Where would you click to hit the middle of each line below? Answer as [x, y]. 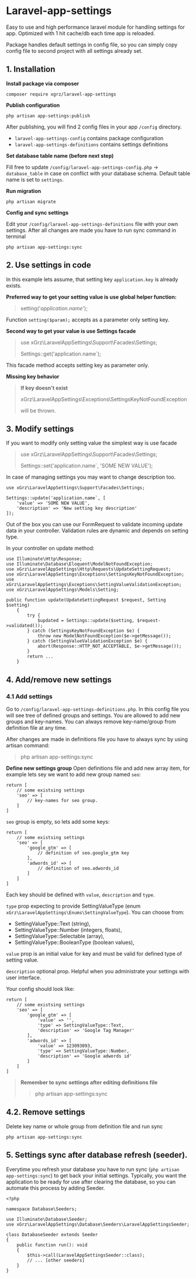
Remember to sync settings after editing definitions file [89, 1082]
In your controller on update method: [50, 548]
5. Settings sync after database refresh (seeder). [97, 1155]
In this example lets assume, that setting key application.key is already [92, 279]
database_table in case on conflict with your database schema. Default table [98, 173]
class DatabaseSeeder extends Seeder [52, 1234]
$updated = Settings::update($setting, [86, 621]
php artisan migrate [31, 202]
